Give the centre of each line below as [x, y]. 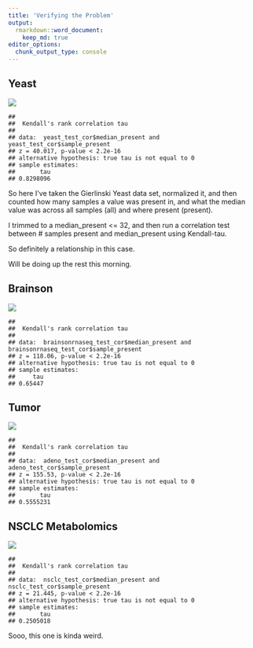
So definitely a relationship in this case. [71, 249]
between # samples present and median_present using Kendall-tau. [117, 234]
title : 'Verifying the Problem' [61, 15]
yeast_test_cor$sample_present [59, 144]
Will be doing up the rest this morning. [70, 263]
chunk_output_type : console [61, 52]
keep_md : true [45, 37]
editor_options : [35, 45]
